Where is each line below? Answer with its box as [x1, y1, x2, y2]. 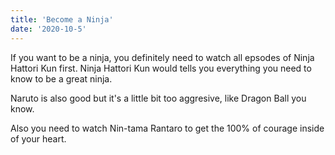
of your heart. [10, 132, 67, 145]
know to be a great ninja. [10, 72, 113, 85]
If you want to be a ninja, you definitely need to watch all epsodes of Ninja [10, 51, 315, 63]
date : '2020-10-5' [10, 24, 87, 34]
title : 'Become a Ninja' [10, 14, 114, 25]
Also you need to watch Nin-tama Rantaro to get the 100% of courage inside [10, 122, 325, 134]
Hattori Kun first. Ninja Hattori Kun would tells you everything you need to [10, 62, 312, 74]
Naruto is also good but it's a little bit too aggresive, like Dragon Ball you [10, 92, 307, 104]
